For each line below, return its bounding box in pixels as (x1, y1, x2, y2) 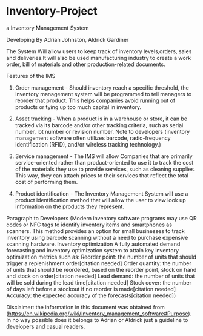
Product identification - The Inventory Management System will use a (15, 189, 188, 197)
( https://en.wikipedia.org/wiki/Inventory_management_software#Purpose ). (6, 310, 192, 317)
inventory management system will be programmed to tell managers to (15, 90, 192, 97)
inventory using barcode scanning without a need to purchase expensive (6, 234, 188, 241)
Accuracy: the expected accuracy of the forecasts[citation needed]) (6, 292, 176, 299)
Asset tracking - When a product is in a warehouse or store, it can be (15, 115, 188, 122)
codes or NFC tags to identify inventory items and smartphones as (6, 221, 173, 228)
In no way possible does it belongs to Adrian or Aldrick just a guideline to (6, 316, 188, 323)
